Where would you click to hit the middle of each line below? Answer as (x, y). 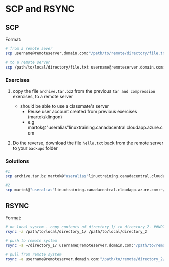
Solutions (17, 161)
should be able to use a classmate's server (64, 106)
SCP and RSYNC (40, 9)
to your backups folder (35, 148)
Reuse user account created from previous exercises (82, 111)
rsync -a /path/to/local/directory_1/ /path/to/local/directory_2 (76, 232)
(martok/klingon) (45, 117)
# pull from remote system (33, 254)
